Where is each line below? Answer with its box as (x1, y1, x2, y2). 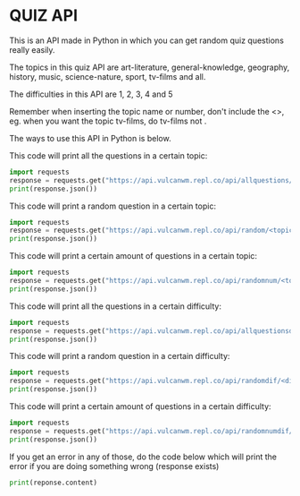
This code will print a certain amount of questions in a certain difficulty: (9, 401, 271, 412)
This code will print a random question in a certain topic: (9, 201, 217, 211)
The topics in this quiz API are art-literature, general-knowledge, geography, (9, 62, 290, 73)
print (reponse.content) (9, 478, 98, 487)
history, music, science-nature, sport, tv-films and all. (9, 71, 206, 81)
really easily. (9, 44, 55, 55)
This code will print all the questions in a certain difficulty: (9, 301, 221, 312)
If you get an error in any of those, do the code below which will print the (9, 451, 278, 462)
